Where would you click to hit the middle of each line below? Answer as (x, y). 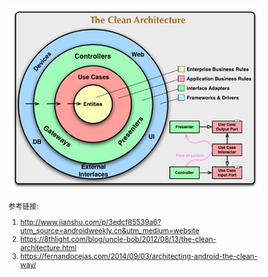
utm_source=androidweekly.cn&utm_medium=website (110, 230)
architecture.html (48, 248)
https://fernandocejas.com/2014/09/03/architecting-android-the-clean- (139, 256)
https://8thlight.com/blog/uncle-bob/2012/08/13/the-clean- (118, 239)
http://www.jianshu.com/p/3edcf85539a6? (91, 222)
